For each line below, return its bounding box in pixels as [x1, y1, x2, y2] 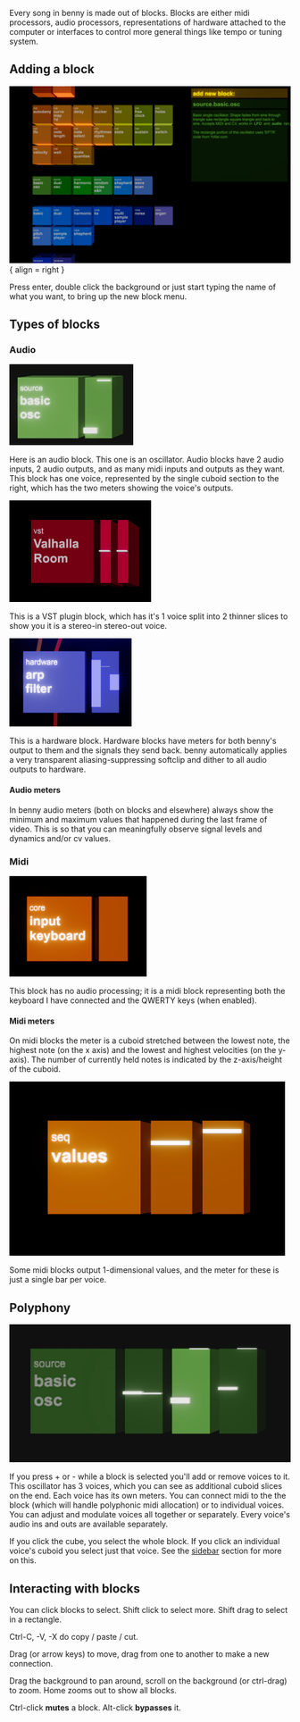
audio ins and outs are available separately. [9, 1518, 169, 1530]
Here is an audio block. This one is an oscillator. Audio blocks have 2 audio [9, 455, 284, 465]
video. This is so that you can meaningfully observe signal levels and [9, 823, 262, 834]
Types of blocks [9, 317, 101, 332]
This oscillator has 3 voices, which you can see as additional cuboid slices [9, 1481, 283, 1492]
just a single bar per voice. [9, 1275, 107, 1285]
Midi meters [9, 1016, 55, 1026]
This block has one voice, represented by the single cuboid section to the [9, 473, 279, 484]
